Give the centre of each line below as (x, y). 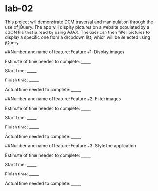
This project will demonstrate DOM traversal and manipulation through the (79, 22)
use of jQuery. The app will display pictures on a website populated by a (77, 27)
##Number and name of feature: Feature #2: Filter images (63, 99)
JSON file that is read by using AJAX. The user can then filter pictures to (78, 32)
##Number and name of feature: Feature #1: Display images (65, 52)
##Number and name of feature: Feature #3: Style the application (70, 145)
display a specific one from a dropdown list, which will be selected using (78, 37)
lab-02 (19, 8)
